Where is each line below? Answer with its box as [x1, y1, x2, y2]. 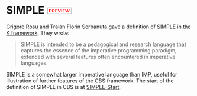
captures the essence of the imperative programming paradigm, [20, 47, 177, 54]
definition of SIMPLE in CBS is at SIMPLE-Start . [6, 83, 121, 90]
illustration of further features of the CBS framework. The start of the [6, 77, 174, 84]
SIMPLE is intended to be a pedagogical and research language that [20, 41, 186, 48]
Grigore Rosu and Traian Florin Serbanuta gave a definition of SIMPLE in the [6, 23, 191, 30]
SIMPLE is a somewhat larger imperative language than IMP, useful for [6, 71, 177, 78]
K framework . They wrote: [6, 29, 70, 36]
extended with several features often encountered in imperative [20, 53, 176, 60]
